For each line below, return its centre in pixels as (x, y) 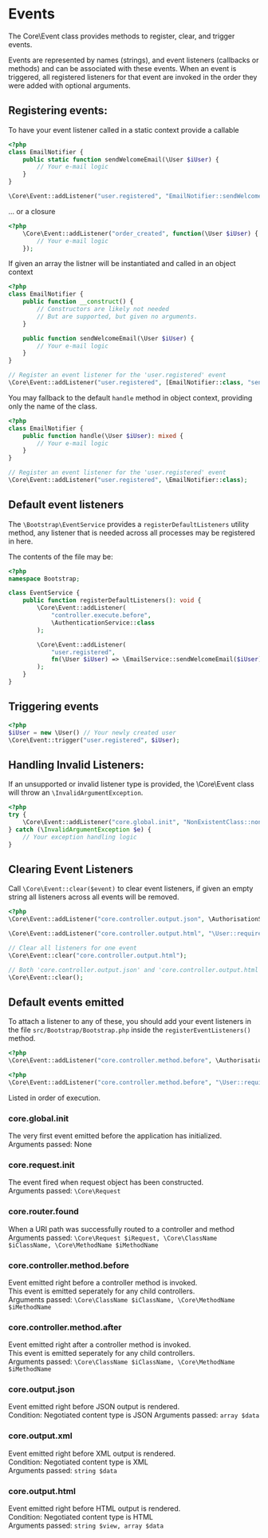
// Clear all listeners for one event (73, 948)
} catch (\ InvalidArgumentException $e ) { (80, 829)
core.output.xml (41, 1436)
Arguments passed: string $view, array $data (86, 1526)
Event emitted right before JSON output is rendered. (94, 1407)
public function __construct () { (78, 302)
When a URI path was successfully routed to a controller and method (122, 1229)
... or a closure (32, 211)
